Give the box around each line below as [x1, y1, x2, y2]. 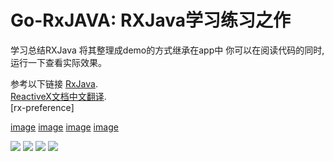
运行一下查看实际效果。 [10, 56, 107, 68]
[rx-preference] [10, 101, 75, 113]
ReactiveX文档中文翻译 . [10, 90, 107, 102]
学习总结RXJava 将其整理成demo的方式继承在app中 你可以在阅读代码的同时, [10, 44, 325, 56]
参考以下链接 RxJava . [10, 77, 98, 90]
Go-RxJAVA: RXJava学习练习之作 [10, 9, 291, 32]
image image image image [10, 121, 119, 133]
